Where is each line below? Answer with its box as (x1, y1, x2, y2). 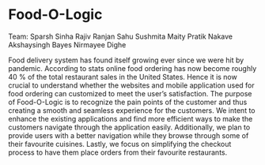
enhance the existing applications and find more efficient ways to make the (8, 114, 253, 123)
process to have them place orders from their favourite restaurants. (8, 148, 228, 157)
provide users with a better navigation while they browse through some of (8, 130, 249, 140)
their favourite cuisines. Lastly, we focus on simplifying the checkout (8, 139, 232, 148)
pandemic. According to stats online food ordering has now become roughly (8, 63, 257, 73)
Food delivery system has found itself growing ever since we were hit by (8, 55, 244, 65)
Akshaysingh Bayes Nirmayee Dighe (8, 39, 127, 49)
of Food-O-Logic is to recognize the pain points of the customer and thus (8, 97, 248, 107)
